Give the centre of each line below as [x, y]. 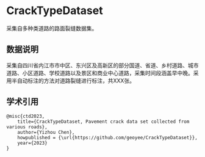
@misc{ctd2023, [26, 116]
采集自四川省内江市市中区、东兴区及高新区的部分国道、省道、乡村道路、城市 [103, 65]
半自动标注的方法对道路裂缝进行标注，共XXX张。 [73, 81]
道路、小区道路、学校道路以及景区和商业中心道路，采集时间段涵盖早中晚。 [100, 73]
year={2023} [32, 143]
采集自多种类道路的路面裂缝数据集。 [52, 28]
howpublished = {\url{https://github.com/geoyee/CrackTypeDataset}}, [108, 137]
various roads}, [27, 127]
